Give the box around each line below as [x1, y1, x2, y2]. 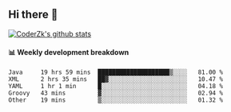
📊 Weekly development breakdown [8, 48, 129, 57]
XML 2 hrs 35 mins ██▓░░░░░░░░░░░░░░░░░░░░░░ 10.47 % [8, 75, 224, 83]
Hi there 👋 [8, 8, 58, 21]
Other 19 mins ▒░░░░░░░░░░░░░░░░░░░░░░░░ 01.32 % [8, 96, 224, 104]
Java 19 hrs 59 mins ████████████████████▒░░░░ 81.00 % [8, 68, 224, 76]
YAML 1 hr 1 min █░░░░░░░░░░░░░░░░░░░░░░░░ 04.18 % [8, 83, 224, 91]
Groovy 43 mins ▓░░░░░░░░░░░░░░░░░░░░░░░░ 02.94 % [8, 89, 224, 98]
